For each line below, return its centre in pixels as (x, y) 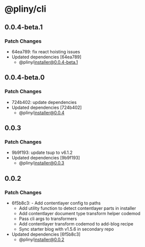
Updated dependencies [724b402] (47, 107)
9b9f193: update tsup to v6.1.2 (42, 152)
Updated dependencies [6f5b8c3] (46, 234)
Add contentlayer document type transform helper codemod (80, 213)
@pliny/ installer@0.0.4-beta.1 (48, 62)
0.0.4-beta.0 (25, 78)
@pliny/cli (26, 9)
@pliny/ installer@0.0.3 (41, 163)
